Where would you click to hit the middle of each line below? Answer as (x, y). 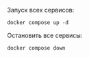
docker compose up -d (38, 23)
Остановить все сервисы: (45, 35)
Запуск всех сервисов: (41, 10)
